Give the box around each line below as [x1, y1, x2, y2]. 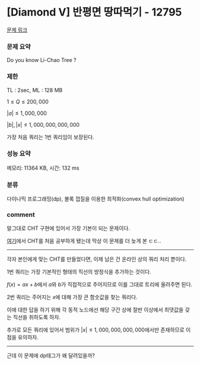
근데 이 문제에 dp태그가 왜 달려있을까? [7, 352, 96, 359]
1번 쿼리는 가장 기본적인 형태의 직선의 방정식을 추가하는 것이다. [7, 269, 151, 276]
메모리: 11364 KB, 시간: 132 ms [7, 164, 80, 171]
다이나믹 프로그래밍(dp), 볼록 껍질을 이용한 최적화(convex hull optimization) [7, 195, 185, 202]
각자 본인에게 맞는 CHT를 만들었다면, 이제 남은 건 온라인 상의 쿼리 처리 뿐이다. [7, 255, 187, 263]
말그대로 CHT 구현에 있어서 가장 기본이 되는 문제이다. [7, 224, 130, 232]
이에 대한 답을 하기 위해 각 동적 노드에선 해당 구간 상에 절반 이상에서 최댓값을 [7, 306, 184, 313]
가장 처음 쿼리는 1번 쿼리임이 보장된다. [7, 133, 94, 141]
